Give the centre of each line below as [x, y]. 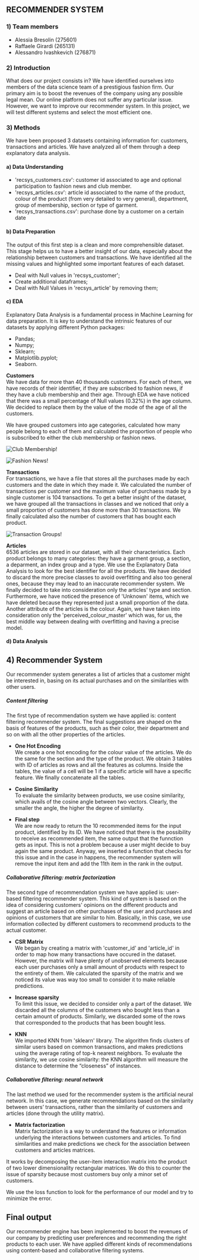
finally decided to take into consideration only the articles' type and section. [99, 590]
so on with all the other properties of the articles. [66, 735]
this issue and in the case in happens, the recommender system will [98, 858]
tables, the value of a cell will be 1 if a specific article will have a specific [103, 771]
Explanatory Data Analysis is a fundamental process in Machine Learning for [99, 314]
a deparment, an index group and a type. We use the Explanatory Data [92, 565]
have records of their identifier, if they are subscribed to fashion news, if [94, 388]
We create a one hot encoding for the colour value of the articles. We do [103, 752]
